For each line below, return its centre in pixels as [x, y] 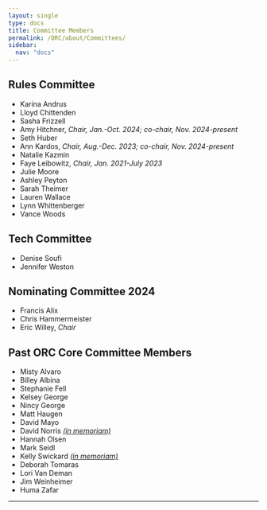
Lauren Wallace [45, 197]
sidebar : [23, 45]
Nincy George [43, 406]
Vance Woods [43, 214]
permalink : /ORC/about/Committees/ [67, 38]
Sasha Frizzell [43, 121]
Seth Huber [39, 138]
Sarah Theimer [44, 189]
